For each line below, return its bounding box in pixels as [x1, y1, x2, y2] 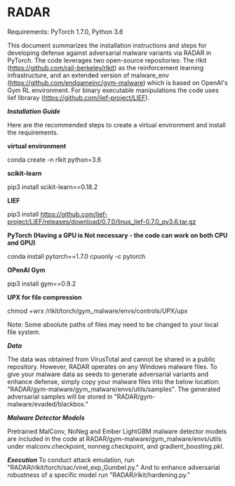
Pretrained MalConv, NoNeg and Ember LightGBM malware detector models [7, 427, 227, 435]
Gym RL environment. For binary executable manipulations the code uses [7, 86, 219, 94]
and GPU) [7, 238, 36, 247]
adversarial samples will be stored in [7, 392, 113, 401]
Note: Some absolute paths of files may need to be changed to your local [7, 320, 219, 328]
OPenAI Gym [7, 265, 46, 274]
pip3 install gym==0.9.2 [7, 279, 76, 288]
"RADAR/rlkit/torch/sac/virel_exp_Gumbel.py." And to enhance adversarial [7, 463, 220, 471]
